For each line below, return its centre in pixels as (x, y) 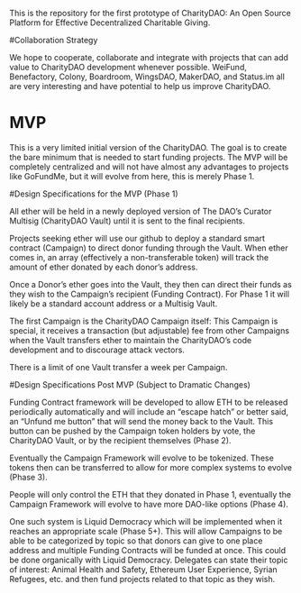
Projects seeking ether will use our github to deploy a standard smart (137, 238)
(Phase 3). (28, 477)
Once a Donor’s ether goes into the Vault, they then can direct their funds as (151, 284)
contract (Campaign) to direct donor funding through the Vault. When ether (149, 248)
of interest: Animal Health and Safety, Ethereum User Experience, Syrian (143, 569)
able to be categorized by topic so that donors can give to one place (136, 541)
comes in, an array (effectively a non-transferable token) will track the (139, 257)
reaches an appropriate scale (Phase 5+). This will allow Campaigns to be (146, 531)
